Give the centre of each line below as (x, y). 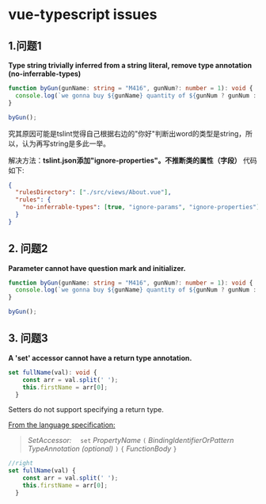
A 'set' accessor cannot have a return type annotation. (100, 357)
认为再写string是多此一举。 (66, 143)
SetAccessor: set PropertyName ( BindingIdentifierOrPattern (131, 441)
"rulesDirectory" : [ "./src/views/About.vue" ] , (93, 193)
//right (21, 464)
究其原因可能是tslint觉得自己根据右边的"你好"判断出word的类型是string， (127, 133)
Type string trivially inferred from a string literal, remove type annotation (130, 65)
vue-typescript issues (83, 15)
